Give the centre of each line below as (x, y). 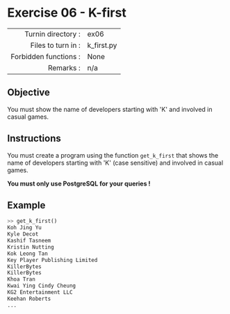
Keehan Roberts (29, 299)
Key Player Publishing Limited (52, 260)
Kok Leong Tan (28, 254)
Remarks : (64, 67)
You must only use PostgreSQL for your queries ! (79, 183)
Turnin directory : (52, 34)
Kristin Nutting (31, 247)
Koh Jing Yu (24, 228)
